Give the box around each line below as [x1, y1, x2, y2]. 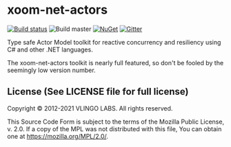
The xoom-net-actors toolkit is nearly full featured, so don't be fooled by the [7, 58, 224, 67]
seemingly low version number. [7, 66, 96, 74]
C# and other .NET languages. [7, 45, 93, 54]
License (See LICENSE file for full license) [7, 86, 189, 98]
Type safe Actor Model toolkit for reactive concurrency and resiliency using [7, 38, 221, 46]
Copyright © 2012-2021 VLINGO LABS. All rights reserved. [7, 104, 173, 112]
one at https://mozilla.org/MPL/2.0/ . [7, 132, 109, 140]
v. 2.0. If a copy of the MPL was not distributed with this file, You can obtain [7, 124, 222, 133]
